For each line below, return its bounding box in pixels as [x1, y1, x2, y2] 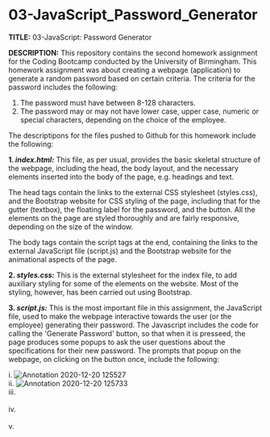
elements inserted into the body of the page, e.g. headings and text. [8, 172, 235, 181]
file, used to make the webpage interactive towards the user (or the [8, 311, 232, 321]
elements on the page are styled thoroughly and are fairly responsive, [8, 213, 240, 223]
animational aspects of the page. [8, 254, 118, 264]
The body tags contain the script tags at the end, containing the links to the [8, 237, 258, 247]
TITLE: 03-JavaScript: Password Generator [8, 32, 152, 42]
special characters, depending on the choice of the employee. [19, 114, 227, 124]
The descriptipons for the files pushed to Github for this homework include [8, 131, 256, 140]
